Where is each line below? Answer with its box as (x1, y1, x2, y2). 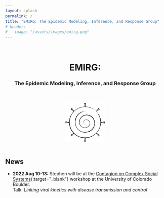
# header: (5, 24, 26, 29)
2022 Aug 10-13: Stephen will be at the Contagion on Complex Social (12, 171, 158, 177)
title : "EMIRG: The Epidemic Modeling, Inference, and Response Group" (5, 19, 159, 24)
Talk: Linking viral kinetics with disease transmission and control (12, 187, 148, 193)
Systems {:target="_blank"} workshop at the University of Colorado (12, 176, 152, 182)
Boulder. (12, 181, 30, 187)
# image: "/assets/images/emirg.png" (5, 29, 90, 35)
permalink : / (5, 13, 33, 19)
